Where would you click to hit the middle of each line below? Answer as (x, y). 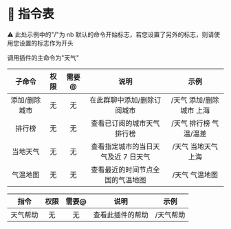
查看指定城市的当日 (122, 146)
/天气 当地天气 (195, 146)
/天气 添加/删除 (195, 100)
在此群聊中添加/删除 (122, 100)
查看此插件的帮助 (121, 215)
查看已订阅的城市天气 (125, 123)
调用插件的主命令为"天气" (43, 57)
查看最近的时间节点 (122, 169)
